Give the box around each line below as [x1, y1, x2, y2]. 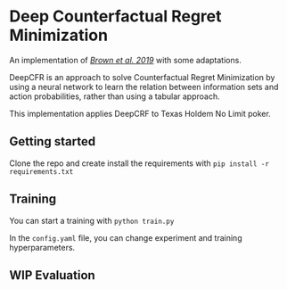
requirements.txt [9, 167, 74, 176]
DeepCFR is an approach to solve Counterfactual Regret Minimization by [9, 71, 275, 82]
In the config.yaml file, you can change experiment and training [9, 232, 242, 243]
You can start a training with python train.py [9, 215, 175, 226]
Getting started [9, 134, 96, 149]
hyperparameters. [9, 242, 76, 252]
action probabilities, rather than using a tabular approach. [9, 91, 220, 102]
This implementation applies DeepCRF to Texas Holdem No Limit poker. [9, 108, 272, 119]
